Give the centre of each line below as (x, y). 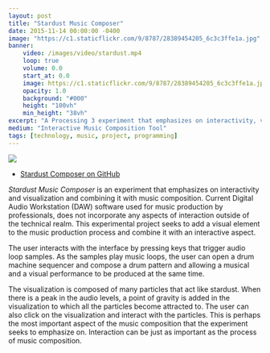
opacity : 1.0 (45, 91)
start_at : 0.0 (46, 76)
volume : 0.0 (43, 69)
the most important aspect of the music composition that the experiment (128, 323)
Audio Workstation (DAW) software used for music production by (116, 206)
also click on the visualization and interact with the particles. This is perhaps (135, 314)
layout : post (30, 16)
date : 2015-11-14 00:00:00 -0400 (64, 31)
